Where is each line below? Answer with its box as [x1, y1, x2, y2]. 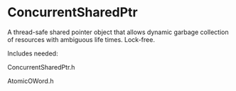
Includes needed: [7, 49, 58, 58]
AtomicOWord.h [7, 76, 54, 85]
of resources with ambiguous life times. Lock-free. [7, 35, 155, 43]
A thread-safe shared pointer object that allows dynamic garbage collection [7, 28, 229, 36]
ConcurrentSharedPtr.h [7, 63, 75, 71]
